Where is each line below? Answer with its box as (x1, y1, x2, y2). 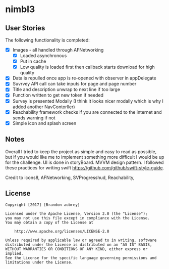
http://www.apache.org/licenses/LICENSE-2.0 (14, 229, 109, 234)
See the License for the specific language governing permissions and (5, 255, 157, 261)
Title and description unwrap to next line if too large (12, 86, 120, 93)
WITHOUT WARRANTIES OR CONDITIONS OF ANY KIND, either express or (5, 247, 148, 252)
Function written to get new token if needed (12, 92, 103, 98)
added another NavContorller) (12, 104, 75, 110)
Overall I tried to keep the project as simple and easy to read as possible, (5, 148, 157, 155)
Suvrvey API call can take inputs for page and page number (12, 81, 137, 87)
